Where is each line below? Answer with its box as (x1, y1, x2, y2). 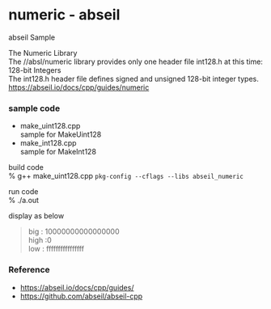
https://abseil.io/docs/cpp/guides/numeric (8, 83, 150, 92)
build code (8, 163, 44, 172)
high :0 (28, 235, 53, 245)
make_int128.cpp (19, 138, 77, 148)
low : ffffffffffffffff (28, 244, 85, 254)
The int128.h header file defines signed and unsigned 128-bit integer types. (8, 74, 259, 83)
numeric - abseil (8, 6, 121, 24)
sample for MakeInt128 (19, 147, 97, 157)
